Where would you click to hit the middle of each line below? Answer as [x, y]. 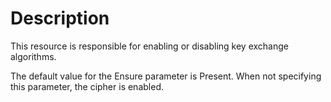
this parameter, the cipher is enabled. [87, 86]
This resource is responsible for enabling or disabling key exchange [149, 46]
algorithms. [33, 56]
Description [60, 18]
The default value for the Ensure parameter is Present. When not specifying [166, 76]
